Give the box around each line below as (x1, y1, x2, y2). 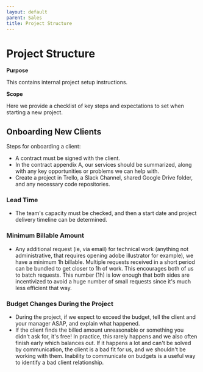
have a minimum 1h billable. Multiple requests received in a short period (15, 258, 195, 266)
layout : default (6, 9, 48, 15)
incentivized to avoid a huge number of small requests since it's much (15, 277, 191, 285)
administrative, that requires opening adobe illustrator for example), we (15, 252, 194, 259)
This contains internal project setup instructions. (6, 79, 128, 86)
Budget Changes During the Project (6, 299, 114, 308)
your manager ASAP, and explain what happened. (15, 320, 140, 327)
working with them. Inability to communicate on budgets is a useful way (15, 352, 196, 360)
